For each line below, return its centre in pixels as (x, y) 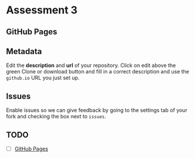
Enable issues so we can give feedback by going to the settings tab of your (97, 110)
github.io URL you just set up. (43, 78)
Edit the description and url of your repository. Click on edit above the (91, 65)
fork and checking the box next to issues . (56, 117)
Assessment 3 (42, 10)
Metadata (24, 51)
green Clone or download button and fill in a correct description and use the (97, 72)
